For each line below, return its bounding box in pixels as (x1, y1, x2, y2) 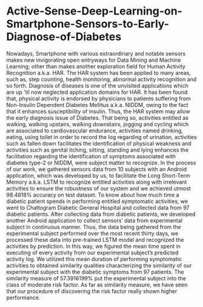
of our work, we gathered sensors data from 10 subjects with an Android (6, 165, 187, 173)
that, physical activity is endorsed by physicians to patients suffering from (6, 95, 191, 102)
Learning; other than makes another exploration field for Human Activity (6, 62, 186, 70)
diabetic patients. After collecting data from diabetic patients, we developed (6, 210, 196, 218)
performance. (6, 294, 41, 301)
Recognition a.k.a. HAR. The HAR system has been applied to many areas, (6, 69, 191, 76)
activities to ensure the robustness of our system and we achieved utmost (6, 184, 191, 192)
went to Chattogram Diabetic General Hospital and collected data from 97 (6, 204, 190, 211)
